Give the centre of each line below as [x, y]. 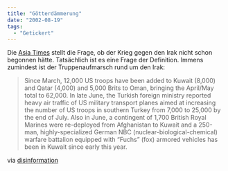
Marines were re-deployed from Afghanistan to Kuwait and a [111, 125]
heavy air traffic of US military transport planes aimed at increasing [120, 103]
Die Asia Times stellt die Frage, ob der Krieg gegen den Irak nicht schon [110, 53]
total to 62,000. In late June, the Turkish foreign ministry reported [117, 96]
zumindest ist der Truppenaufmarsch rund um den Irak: [86, 67]
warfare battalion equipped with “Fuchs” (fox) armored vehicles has [121, 140]
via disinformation [33, 161]
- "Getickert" [34, 33]
